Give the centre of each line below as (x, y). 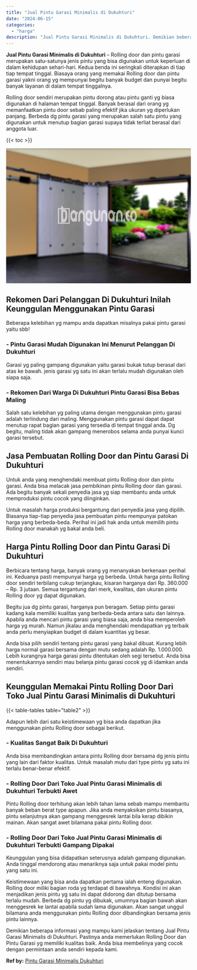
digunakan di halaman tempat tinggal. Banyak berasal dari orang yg (87, 104)
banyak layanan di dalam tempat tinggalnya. (59, 86)
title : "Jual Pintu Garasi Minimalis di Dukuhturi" (70, 12)
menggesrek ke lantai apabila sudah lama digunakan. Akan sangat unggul (95, 907)
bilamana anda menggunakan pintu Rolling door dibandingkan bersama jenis (98, 913)
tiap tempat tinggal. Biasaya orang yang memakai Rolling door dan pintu (93, 74)
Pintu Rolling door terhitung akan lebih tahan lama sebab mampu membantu (98, 804)
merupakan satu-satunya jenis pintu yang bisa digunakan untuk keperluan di (98, 61)
